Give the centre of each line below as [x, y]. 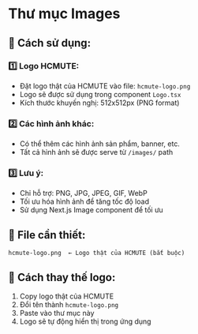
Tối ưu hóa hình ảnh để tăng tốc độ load [84, 201]
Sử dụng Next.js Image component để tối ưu [91, 210]
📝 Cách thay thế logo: [62, 277]
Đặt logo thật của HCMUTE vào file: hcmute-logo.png [105, 86]
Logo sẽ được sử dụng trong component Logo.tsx [100, 94]
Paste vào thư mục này [57, 313]
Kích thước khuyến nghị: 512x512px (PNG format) [99, 103]
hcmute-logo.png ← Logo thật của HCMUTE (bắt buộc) [97, 253]
